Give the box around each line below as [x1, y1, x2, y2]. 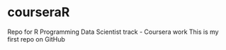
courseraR [7, 4, 70, 20]
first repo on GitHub [7, 35, 66, 43]
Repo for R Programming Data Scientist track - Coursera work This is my [7, 27, 219, 36]
